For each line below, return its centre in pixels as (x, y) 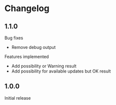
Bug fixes (14, 38)
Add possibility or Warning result (44, 66)
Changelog (27, 8)
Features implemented (27, 57)
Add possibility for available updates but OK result (61, 71)
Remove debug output (33, 47)
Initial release (18, 98)
